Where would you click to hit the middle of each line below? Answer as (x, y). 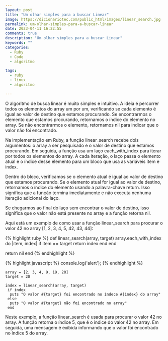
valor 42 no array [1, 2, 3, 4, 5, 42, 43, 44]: (49, 228)
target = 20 (18, 276)
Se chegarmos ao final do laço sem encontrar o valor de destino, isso (77, 208)
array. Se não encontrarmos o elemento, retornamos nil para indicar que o (82, 125)
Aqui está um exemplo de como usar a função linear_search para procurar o (84, 223)
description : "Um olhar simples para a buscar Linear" (64, 38)
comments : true (21, 33)
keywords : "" (19, 43)
